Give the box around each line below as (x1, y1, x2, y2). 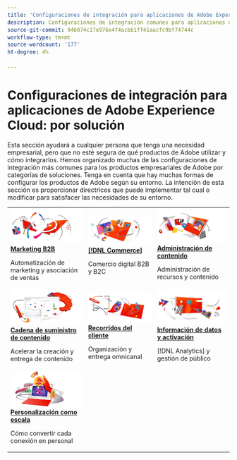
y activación (157, 332, 194, 341)
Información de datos (157, 325, 222, 334)
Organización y (87, 345, 133, 353)
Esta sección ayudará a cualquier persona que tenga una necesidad (7, 140, 205, 149)
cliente (87, 332, 109, 340)
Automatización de (10, 258, 66, 267)
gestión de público (157, 353, 212, 363)
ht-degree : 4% (7, 49, 49, 56)
